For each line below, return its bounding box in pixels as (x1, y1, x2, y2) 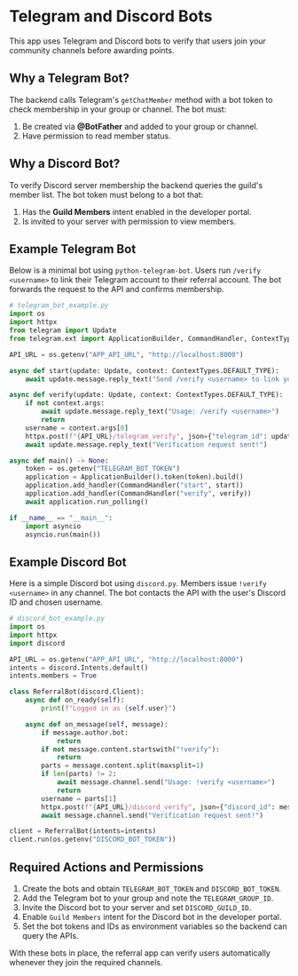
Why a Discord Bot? (9, 156, 121, 171)
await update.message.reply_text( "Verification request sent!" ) (25, 440, 268, 449)
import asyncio (25, 521, 82, 530)
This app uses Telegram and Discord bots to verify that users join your (9, 36, 266, 46)
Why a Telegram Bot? (9, 71, 130, 86)
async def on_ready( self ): (25, 695, 125, 705)
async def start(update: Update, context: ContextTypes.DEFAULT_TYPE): (9, 366, 279, 375)
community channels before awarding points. (9, 44, 175, 55)
